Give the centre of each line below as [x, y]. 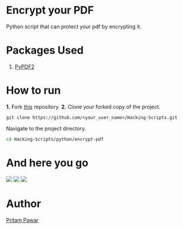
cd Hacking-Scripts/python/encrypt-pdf [55, 139]
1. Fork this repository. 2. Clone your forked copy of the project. [83, 107]
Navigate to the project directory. [46, 128]
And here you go [47, 163]
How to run [34, 90]
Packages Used [45, 50]
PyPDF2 [24, 67]
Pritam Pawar [22, 220]
